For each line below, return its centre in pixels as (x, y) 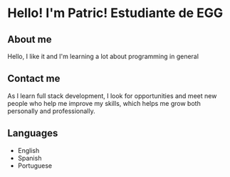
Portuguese (35, 166)
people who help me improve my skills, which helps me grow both (104, 103)
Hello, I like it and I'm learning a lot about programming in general (103, 56)
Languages (33, 133)
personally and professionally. (51, 111)
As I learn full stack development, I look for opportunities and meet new (112, 96)
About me (30, 39)
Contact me (34, 79)
